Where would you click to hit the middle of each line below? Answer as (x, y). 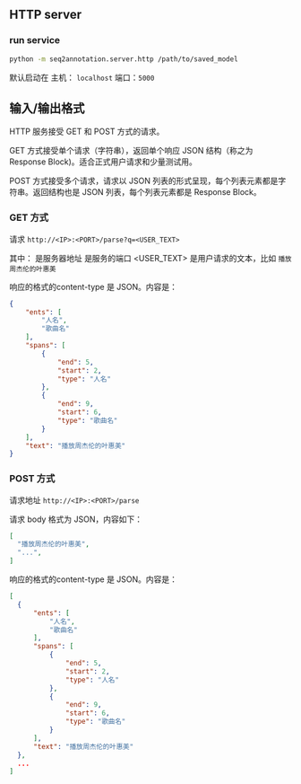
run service (35, 40)
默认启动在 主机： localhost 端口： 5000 (82, 77)
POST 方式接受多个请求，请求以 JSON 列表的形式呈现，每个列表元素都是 (144, 181)
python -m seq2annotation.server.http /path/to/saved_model (124, 59)
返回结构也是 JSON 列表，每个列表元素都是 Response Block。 (147, 192)
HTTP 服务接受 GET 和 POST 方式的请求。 (87, 132)
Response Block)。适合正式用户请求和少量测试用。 (103, 162)
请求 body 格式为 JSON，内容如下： (76, 519)
